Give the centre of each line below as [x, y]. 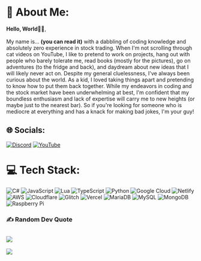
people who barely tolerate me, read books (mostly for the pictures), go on [98, 60]
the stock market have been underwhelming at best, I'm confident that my [97, 92]
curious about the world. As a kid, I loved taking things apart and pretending [100, 80]
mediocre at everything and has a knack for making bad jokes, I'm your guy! [100, 111]
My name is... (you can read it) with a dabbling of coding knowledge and [96, 41]
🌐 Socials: [26, 130]
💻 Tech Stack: [43, 170]
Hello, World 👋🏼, [26, 29]
